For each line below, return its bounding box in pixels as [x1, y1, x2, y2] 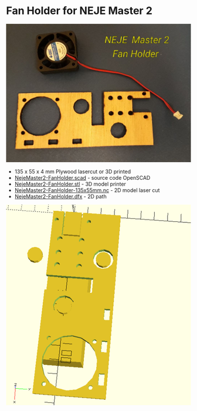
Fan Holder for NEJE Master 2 [6, 4, 152, 18]
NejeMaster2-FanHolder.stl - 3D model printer [14, 180, 126, 187]
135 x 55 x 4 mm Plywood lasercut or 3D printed [14, 168, 131, 175]
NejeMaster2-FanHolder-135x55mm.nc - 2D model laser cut [14, 186, 160, 194]
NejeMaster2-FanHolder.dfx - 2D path [14, 193, 107, 200]
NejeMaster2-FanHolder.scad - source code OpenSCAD [14, 174, 151, 181]
